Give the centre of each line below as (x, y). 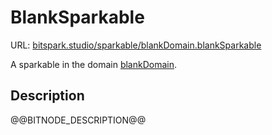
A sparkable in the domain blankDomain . (94, 64)
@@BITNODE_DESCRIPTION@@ (78, 120)
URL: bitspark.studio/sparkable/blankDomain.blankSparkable (136, 45)
